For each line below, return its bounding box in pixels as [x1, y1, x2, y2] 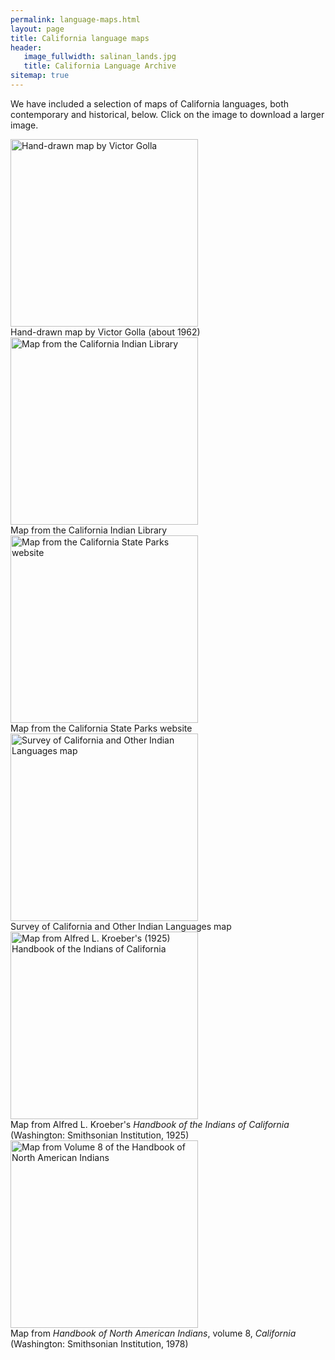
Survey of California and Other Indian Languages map [10, 920, 232, 932]
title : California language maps [10, 33, 150, 43]
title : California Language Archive [23, 61, 177, 71]
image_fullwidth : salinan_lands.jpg [23, 52, 177, 62]
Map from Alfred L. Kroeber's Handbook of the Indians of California [10, 1118, 290, 1130]
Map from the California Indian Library [10, 524, 168, 536]
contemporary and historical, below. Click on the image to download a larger [10, 108, 325, 120]
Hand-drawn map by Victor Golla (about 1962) [10, 326, 201, 338]
